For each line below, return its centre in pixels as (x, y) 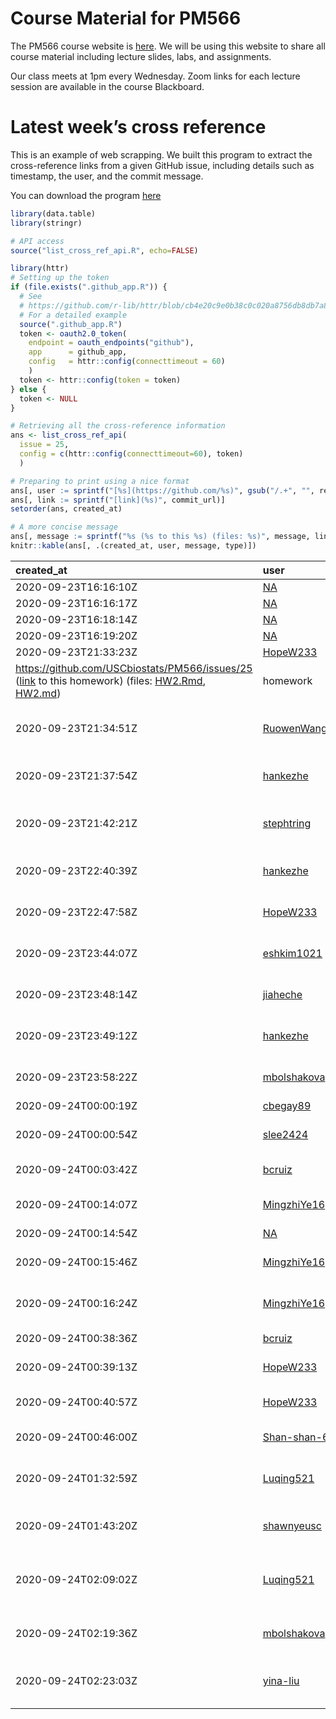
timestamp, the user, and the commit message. (107, 176)
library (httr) (40, 268)
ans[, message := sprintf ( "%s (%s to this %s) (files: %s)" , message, (160, 537)
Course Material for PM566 (126, 18)
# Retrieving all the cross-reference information (118, 426)
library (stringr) (46, 223)
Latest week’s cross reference (138, 127)
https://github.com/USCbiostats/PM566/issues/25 (134, 668)
